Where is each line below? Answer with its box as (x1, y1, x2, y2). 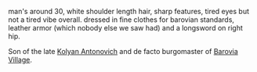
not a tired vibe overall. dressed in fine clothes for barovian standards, (8, 15, 235, 24)
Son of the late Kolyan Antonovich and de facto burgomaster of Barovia (8, 47, 239, 56)
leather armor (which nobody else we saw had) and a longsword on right (8, 23, 243, 32)
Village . (8, 55, 33, 64)
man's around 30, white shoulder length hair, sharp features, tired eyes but (8, 7, 249, 16)
